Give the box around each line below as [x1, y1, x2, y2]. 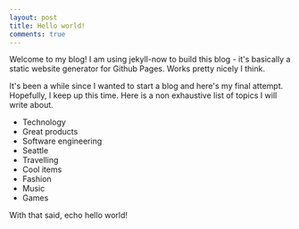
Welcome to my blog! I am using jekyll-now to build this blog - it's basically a [9, 54, 291, 65]
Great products [21, 127, 79, 137]
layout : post [9, 12, 58, 22]
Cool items [21, 164, 62, 175]
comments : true [9, 29, 66, 38]
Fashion [21, 174, 52, 184]
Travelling [21, 155, 59, 166]
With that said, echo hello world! [9, 210, 128, 221]
